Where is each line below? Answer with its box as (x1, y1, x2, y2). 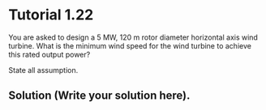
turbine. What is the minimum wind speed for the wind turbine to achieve (8, 40, 251, 50)
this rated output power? (8, 49, 91, 59)
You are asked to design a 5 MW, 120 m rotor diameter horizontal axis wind (8, 32, 258, 42)
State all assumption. (8, 65, 79, 74)
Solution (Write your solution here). (8, 89, 191, 103)
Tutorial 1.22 (8, 6, 94, 24)
